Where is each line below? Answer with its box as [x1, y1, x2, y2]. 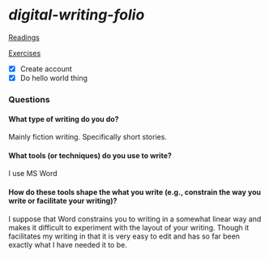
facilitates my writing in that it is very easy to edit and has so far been [8, 231, 241, 241]
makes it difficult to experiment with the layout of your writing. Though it [8, 222, 250, 232]
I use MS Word [8, 169, 58, 178]
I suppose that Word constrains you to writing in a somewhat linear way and [8, 213, 262, 224]
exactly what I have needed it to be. [8, 239, 127, 249]
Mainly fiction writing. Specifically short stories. [8, 132, 168, 142]
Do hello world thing [19, 73, 88, 83]
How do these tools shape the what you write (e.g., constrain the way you [8, 187, 262, 196]
